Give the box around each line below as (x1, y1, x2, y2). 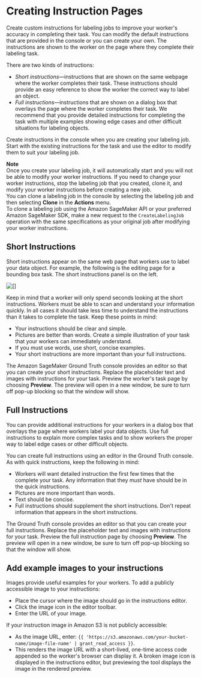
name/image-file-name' (14, 641, 72, 647)
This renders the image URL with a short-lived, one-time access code (14, 646, 187, 653)
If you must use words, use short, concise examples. (14, 344, 146, 351)
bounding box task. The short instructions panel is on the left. (6, 270, 158, 278)
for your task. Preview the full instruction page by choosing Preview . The (6, 533, 187, 540)
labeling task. (6, 49, 40, 57)
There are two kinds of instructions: (6, 61, 94, 69)
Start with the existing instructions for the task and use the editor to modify (6, 142, 192, 149)
